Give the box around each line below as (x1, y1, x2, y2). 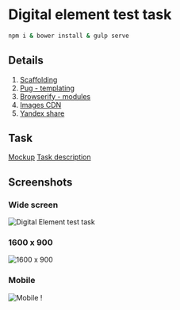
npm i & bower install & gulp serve (8, 32, 129, 40)
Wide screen (8, 199, 59, 210)
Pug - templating (19, 83, 75, 93)
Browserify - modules (19, 91, 91, 101)
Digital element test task (8, 6, 172, 24)
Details (8, 54, 44, 67)
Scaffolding (19, 75, 58, 84)
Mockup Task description (8, 152, 91, 162)
